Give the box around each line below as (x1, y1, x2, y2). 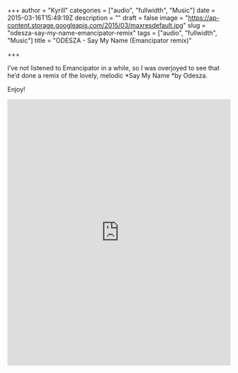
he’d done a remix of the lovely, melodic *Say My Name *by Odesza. (7, 71, 208, 80)
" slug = (183, 21, 207, 29)
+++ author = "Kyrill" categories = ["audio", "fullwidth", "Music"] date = (7, 6, 216, 14)
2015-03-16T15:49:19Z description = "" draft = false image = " (7, 13, 189, 22)
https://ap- (188, 13, 220, 22)
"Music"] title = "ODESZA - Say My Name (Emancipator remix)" (7, 36, 193, 45)
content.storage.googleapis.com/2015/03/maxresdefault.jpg (7, 21, 183, 29)
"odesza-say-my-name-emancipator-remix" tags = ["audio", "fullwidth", (7, 28, 217, 37)
